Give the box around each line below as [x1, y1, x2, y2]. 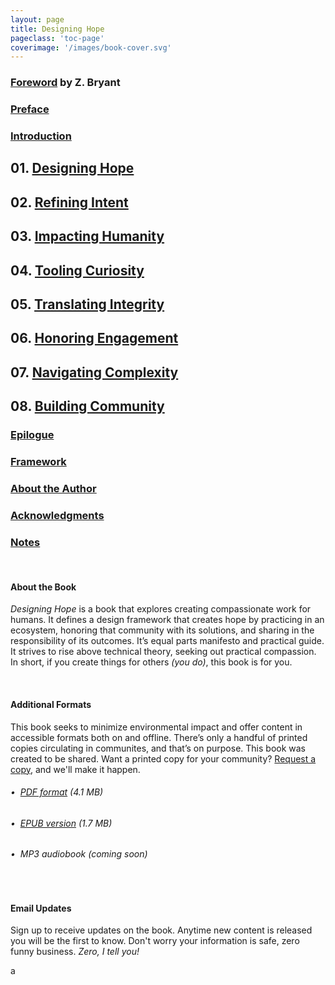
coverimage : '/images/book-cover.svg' [10, 42, 172, 53]
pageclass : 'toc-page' [10, 33, 105, 43]
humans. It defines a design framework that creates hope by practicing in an [10, 614, 325, 626]
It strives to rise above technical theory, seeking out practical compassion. [10, 646, 317, 658]
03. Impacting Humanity [10, 228, 165, 245]
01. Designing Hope [10, 160, 135, 177]
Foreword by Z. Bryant [10, 76, 121, 90]
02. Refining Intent [10, 194, 129, 211]
